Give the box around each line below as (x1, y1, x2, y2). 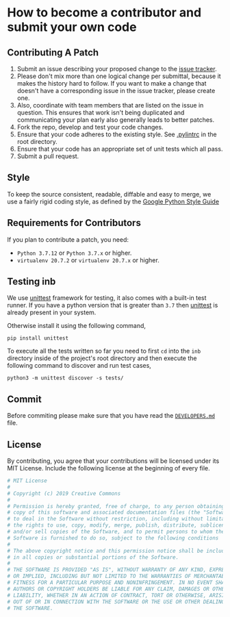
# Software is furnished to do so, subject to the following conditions (7, 534, 219, 542)
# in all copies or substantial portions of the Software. (7, 553, 179, 561)
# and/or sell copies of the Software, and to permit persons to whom (7, 529, 213, 536)
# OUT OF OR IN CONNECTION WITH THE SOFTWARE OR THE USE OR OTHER (7, 598, 201, 605)
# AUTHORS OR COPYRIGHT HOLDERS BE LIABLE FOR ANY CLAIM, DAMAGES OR (7, 585, 210, 592)
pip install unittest (7, 335, 69, 342)
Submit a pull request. (16, 152, 79, 160)
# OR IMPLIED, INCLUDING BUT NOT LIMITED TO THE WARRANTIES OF (7, 573, 192, 580)
